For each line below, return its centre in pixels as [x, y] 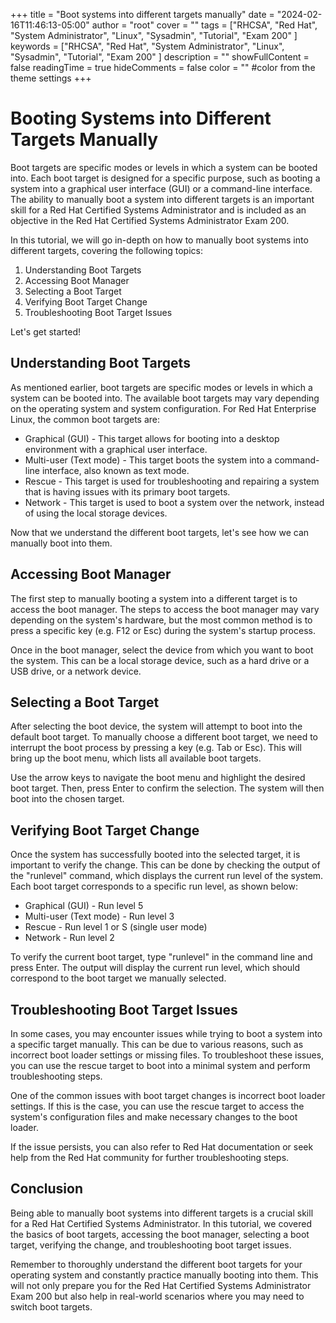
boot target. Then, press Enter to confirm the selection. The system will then [167, 788]
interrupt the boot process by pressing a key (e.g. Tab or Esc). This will [156, 748]
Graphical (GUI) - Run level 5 [84, 906]
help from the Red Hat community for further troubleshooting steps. [150, 1157]
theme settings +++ [51, 78]
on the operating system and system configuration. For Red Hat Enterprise [163, 408]
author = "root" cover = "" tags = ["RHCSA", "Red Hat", [204, 25]
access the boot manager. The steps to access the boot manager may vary [165, 609]
